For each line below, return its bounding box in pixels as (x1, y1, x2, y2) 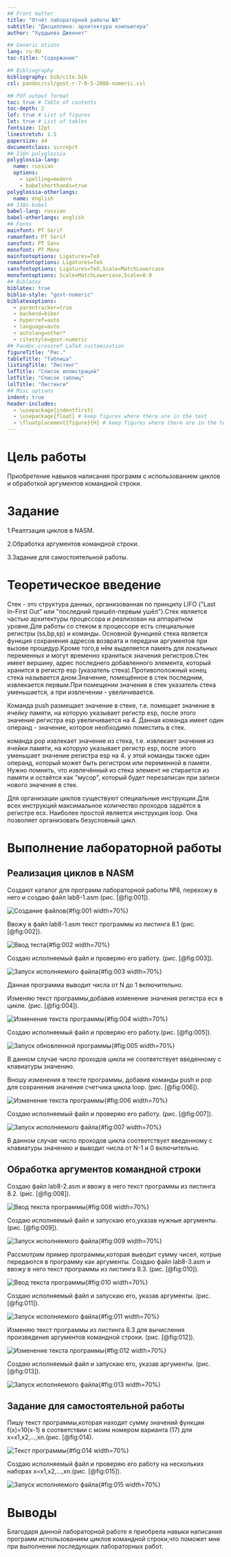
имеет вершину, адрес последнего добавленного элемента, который (7, 658, 212, 666)
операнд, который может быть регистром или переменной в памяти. (7, 758, 212, 766)
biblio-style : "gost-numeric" (7, 291, 94, 298)
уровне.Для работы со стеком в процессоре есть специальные (7, 622, 195, 630)
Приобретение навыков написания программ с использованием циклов (7, 472, 221, 480)
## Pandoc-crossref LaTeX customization (7, 342, 125, 349)
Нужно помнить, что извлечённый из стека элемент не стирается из (7, 766, 210, 774)
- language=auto (13, 324, 60, 330)
